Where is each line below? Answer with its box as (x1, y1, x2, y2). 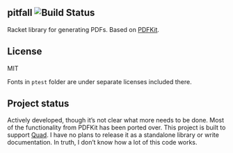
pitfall (7, 7, 33, 19)
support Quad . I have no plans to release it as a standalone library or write (7, 131, 219, 139)
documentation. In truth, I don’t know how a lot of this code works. (7, 138, 198, 147)
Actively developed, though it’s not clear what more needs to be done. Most (7, 116, 225, 124)
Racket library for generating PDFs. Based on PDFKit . (7, 25, 160, 33)
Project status (7, 98, 70, 110)
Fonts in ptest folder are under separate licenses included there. (7, 77, 193, 86)
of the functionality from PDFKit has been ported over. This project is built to (7, 123, 226, 132)
